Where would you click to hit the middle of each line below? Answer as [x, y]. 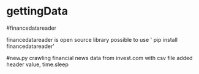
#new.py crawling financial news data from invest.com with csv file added [99, 58]
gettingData [37, 11]
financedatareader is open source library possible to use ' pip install [92, 39]
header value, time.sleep [37, 64]
